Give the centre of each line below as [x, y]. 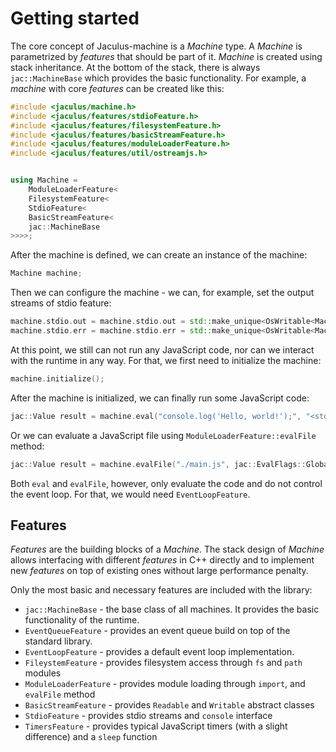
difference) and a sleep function [91, 737]
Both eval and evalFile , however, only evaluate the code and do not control [166, 483]
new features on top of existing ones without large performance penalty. [159, 571]
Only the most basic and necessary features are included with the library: [161, 590]
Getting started [75, 18]
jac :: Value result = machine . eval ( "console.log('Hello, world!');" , [156, 416]
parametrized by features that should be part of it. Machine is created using [166, 56]
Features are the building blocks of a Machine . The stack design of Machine [167, 549]
